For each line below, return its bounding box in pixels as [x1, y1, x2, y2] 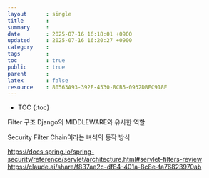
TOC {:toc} [17, 103, 50, 112]
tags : [7, 51, 50, 58]
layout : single [7, 10, 72, 18]
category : [7, 44, 50, 51]
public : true [7, 64, 66, 71]
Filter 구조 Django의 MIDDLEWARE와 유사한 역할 [7, 118, 146, 127]
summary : [7, 24, 50, 31]
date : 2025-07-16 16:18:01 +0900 [7, 30, 133, 38]
